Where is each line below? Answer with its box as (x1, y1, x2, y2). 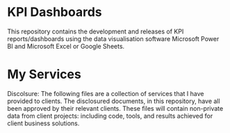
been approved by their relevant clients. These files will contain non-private (7, 104, 224, 112)
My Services (7, 67, 81, 82)
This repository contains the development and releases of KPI (7, 27, 184, 36)
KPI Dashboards (7, 4, 102, 20)
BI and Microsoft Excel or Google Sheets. (7, 42, 125, 50)
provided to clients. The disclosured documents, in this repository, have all (7, 97, 220, 105)
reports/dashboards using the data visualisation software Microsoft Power (7, 34, 220, 42)
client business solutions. (7, 119, 80, 127)
